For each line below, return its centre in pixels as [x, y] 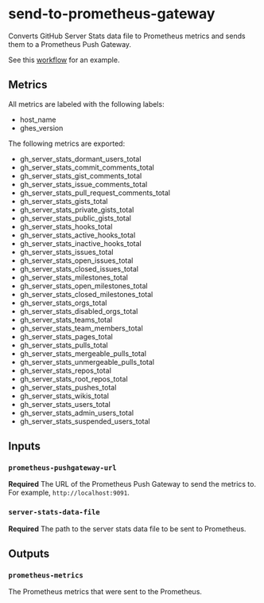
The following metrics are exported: [67, 143]
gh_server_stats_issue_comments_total [83, 184]
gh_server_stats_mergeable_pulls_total [83, 353]
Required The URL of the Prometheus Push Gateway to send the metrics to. [132, 484]
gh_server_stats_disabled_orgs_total [79, 311]
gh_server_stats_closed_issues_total [79, 268]
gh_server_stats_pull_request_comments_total [95, 193]
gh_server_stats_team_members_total [81, 328]
